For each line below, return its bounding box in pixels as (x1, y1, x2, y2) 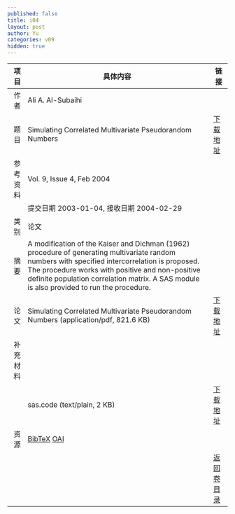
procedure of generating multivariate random (27, 248, 176, 257)
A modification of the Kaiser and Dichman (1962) (27, 239, 190, 249)
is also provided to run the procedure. (27, 283, 152, 292)
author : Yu (7, 29, 39, 37)
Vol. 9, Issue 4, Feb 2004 (27, 174, 111, 183)
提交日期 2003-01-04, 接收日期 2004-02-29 (27, 204, 183, 213)
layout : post (7, 23, 45, 30)
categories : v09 (7, 36, 55, 43)
